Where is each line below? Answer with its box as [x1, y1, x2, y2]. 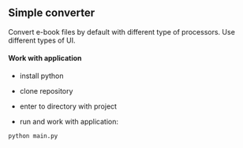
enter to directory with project [19, 102, 117, 111]
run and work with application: [19, 117, 119, 127]
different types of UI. [8, 35, 77, 45]
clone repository [19, 87, 73, 96]
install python [19, 71, 64, 81]
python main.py [8, 132, 58, 140]
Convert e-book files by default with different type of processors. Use [8, 27, 235, 36]
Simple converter [8, 6, 95, 20]
